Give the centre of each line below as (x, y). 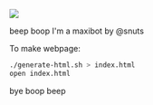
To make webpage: (45, 48)
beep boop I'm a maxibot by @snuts (77, 31)
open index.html (40, 73)
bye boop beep (38, 91)
